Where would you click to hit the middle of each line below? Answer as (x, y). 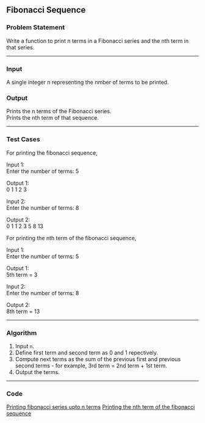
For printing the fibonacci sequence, (52, 153)
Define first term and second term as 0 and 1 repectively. (87, 352)
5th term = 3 (22, 274)
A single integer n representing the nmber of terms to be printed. (88, 82)
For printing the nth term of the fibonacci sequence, (71, 238)
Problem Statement (36, 28)
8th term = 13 (23, 311)
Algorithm (22, 333)
